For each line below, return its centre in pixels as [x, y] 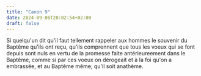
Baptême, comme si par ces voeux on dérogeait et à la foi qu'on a [89, 60]
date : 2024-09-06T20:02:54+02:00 [49, 18]
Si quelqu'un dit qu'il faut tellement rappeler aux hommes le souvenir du [97, 41]
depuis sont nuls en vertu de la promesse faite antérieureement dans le [96, 54]
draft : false [23, 23]
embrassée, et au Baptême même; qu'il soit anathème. [75, 66]
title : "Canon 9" [28, 12]
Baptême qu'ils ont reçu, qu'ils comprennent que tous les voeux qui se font [101, 47]
